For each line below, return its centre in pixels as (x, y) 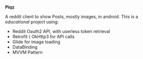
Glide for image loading (36, 42)
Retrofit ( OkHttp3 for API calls (43, 37)
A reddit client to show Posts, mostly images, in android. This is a (71, 16)
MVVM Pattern (28, 52)
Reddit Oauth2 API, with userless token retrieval (61, 31)
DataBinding (25, 47)
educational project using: (32, 22)
